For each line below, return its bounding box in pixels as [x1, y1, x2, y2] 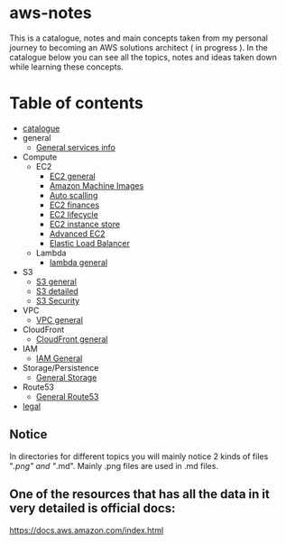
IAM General [35, 353, 83, 364]
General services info [35, 142, 115, 152]
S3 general [35, 276, 77, 287]
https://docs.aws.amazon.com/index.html [9, 524, 164, 535]
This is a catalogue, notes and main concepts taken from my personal [9, 32, 269, 43]
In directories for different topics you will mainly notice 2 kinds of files [9, 450, 269, 462]
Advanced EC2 [49, 228, 106, 239]
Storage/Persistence [22, 362, 99, 373]
